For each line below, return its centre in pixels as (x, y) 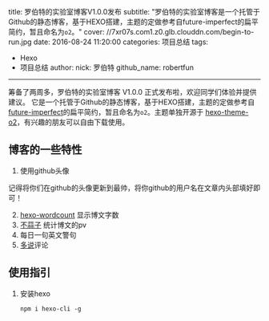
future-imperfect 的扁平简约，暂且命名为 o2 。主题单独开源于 (106, 112)
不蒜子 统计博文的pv (53, 225)
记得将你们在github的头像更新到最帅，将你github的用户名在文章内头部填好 (131, 188)
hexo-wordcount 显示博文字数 (69, 214)
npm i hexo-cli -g (50, 309)
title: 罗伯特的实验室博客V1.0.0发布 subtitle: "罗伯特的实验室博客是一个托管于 (134, 12)
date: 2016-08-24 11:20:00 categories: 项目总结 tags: (121, 42)
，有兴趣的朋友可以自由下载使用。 (73, 122)
